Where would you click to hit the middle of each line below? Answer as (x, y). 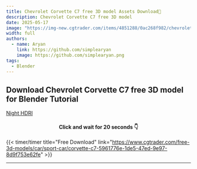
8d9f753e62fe (23, 155)
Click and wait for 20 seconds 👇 (98, 127)
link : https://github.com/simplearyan (64, 50)
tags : (13, 60)
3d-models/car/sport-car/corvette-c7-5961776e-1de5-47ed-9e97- (87, 148)
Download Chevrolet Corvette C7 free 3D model (95, 89)
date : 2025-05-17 (27, 22)
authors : (17, 39)
